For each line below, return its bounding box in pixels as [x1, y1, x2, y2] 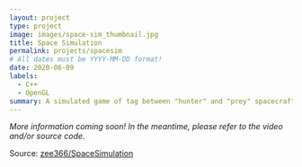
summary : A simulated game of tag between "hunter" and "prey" [9, 96, 252, 106]
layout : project [9, 13, 70, 22]
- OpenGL [17, 88, 50, 97]
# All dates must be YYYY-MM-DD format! [9, 55, 164, 64]
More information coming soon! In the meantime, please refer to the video [9, 121, 283, 132]
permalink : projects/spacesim [9, 47, 123, 56]
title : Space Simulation [9, 38, 102, 48]
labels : [9, 72, 39, 81]
